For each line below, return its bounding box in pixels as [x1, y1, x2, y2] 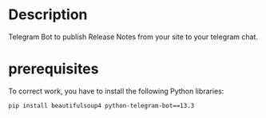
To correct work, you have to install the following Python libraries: [8, 86, 224, 96]
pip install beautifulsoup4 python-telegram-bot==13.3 [8, 101, 195, 109]
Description [8, 6, 88, 24]
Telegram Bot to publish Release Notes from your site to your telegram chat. [8, 32, 258, 41]
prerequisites [8, 60, 99, 78]
